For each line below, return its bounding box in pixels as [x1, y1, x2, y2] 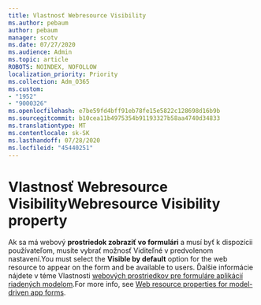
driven [8, 288, 29, 297]
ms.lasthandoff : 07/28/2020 [8, 136, 101, 145]
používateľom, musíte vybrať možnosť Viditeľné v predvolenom [8, 246, 214, 255]
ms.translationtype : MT [8, 122, 87, 130]
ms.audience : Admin [8, 48, 73, 56]
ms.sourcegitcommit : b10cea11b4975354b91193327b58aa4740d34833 [8, 115, 221, 122]
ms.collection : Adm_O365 [8, 77, 90, 85]
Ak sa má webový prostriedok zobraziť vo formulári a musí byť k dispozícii [8, 238, 253, 247]
